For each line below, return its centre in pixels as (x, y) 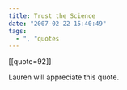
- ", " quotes (38, 39)
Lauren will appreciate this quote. (64, 77)
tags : (17, 31)
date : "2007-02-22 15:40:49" (57, 24)
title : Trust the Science (52, 16)
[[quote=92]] (30, 62)
